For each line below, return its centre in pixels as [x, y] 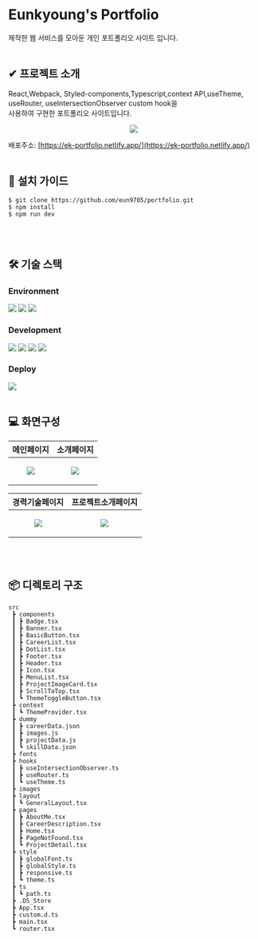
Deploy [22, 369]
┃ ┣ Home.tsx [33, 831]
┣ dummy [24, 719]
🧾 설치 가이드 [39, 181]
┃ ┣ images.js [35, 733]
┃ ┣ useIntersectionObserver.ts [65, 768]
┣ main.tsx [29, 922]
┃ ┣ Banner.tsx [37, 628]
